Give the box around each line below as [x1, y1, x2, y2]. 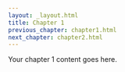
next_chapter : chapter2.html [8, 33, 103, 41]
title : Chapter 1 [8, 19, 65, 27]
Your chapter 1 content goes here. [8, 55, 117, 64]
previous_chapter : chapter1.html [8, 26, 117, 34]
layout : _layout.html [8, 11, 79, 20]
